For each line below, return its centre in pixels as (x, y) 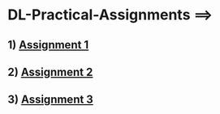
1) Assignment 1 (48, 45)
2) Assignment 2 (50, 72)
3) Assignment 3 (51, 100)
